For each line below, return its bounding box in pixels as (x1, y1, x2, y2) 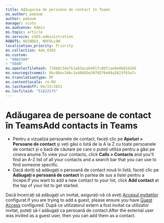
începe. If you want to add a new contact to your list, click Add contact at (12, 177, 159, 183)
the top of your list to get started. (12, 183, 79, 188)
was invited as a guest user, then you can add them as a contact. (5, 213, 136, 219)
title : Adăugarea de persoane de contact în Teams (5, 7, 110, 12)
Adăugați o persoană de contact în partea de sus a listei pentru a (12, 172, 145, 178)
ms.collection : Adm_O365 (5, 48, 56, 53)
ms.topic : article (5, 30, 43, 35)
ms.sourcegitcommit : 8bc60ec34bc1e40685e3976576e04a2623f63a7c (5, 71, 137, 75)
